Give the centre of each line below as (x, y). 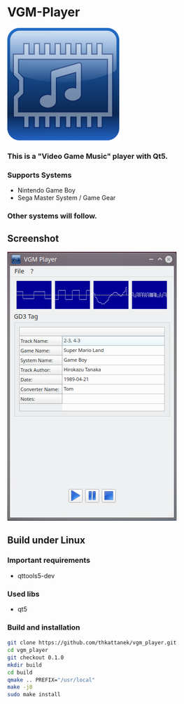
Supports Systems (40, 175)
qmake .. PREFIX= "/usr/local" (51, 680)
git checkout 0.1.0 (36, 658)
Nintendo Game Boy (46, 190)
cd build (20, 672)
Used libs (23, 594)
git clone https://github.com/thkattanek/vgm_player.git (92, 643)
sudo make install (34, 695)
